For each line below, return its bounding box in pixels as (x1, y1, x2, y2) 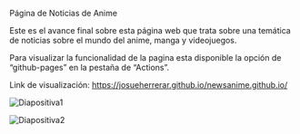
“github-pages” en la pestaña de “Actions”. (9, 62, 170, 72)
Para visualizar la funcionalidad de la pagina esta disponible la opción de (9, 53, 282, 62)
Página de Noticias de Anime (9, 8, 118, 18)
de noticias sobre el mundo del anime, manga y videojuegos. (9, 35, 237, 45)
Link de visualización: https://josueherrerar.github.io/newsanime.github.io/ (9, 80, 288, 90)
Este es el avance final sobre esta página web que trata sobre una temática (9, 25, 291, 35)
